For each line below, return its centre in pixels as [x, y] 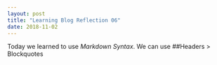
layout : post [26, 14]
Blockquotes [25, 54]
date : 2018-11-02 [33, 27]
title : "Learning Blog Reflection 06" [64, 20]
